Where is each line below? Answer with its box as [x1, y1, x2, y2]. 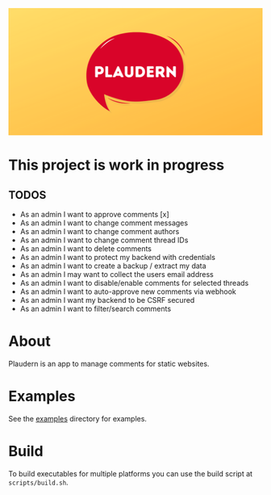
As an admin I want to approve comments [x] [19, 210, 169, 219]
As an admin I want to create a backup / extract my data [19, 261, 207, 271]
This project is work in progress [8, 156, 225, 174]
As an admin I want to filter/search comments [19, 304, 172, 313]
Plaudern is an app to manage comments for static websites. [8, 359, 210, 368]
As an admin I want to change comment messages [19, 218, 188, 228]
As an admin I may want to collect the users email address [19, 270, 214, 279]
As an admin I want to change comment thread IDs [19, 235, 189, 245]
